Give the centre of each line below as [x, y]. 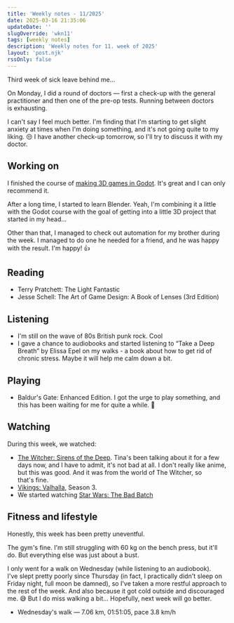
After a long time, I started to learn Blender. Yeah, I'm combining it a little [112, 204]
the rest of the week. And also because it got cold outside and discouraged [116, 591]
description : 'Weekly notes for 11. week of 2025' [83, 46]
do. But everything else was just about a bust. [73, 555]
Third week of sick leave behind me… [61, 79]
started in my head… [37, 219]
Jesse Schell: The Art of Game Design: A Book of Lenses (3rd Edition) [118, 297]
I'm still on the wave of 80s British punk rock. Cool [90, 336]
